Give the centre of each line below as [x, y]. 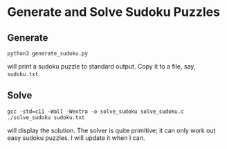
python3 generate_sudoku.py [48, 53]
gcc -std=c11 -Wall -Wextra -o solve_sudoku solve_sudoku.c [96, 112]
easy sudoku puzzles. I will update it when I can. [76, 138]
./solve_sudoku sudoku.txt [46, 117]
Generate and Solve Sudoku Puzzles [113, 12]
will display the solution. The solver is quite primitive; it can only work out [111, 130]
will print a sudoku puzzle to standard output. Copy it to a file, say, [101, 66]
